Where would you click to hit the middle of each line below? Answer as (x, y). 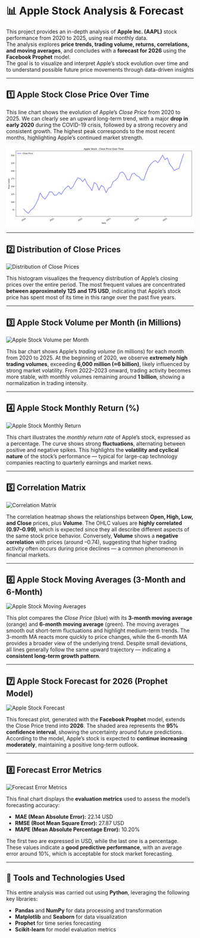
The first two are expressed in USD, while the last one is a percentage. (93, 841)
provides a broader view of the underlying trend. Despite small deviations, (97, 643)
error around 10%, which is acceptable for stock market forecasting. (90, 854)
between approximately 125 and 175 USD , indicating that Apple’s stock (94, 291)
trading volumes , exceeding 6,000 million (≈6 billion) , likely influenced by (98, 364)
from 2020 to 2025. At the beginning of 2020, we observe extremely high (97, 358)
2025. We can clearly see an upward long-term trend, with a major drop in (97, 118)
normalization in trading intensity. (47, 383)
